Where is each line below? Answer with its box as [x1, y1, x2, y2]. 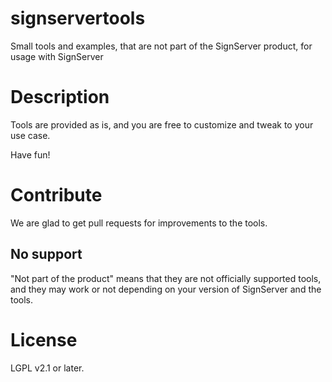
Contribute [10, 184, 103, 207]
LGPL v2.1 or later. [10, 362, 85, 374]
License [10, 328, 78, 351]
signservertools [10, 7, 146, 30]
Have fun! [10, 148, 51, 161]
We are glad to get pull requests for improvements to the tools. [10, 217, 268, 229]
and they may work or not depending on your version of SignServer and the [10, 283, 322, 295]
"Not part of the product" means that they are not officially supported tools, [10, 272, 322, 284]
